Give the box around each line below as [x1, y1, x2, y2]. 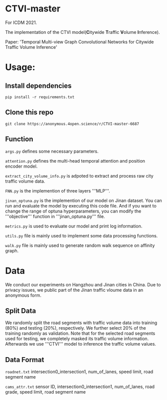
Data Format [5, 355, 44, 364]
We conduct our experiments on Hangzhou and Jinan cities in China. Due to [5, 281, 161, 287]
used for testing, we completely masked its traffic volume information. [5, 336, 149, 342]
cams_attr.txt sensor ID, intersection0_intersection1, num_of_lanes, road [5, 384, 155, 390]
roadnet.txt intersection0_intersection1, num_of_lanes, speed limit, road [5, 369, 154, 375]
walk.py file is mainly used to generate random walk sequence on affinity [5, 242, 155, 248]
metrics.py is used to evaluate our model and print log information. [5, 223, 143, 229]
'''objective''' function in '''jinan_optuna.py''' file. [5, 213, 105, 219]
